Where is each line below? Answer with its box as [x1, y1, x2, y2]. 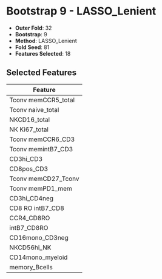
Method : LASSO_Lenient [15, 37, 77, 44]
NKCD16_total [9, 115, 50, 123]
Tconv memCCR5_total [9, 96, 75, 104]
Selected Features [6, 68, 77, 78]
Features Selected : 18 [15, 50, 71, 57]
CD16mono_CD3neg [9, 233, 69, 241]
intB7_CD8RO [9, 223, 49, 232]
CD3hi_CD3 [9, 154, 43, 163]
